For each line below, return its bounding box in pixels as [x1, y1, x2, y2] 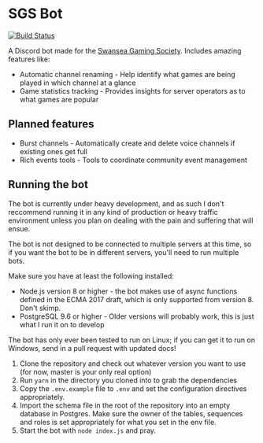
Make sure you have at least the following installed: [8, 271, 175, 280]
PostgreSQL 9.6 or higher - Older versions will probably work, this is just [19, 312, 254, 321]
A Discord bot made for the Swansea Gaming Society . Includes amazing [8, 46, 242, 55]
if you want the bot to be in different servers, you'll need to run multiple [8, 247, 239, 257]
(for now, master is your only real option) [19, 367, 152, 376]
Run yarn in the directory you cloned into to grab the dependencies [19, 375, 238, 385]
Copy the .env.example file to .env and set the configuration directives [19, 383, 247, 393]
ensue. [8, 223, 31, 233]
